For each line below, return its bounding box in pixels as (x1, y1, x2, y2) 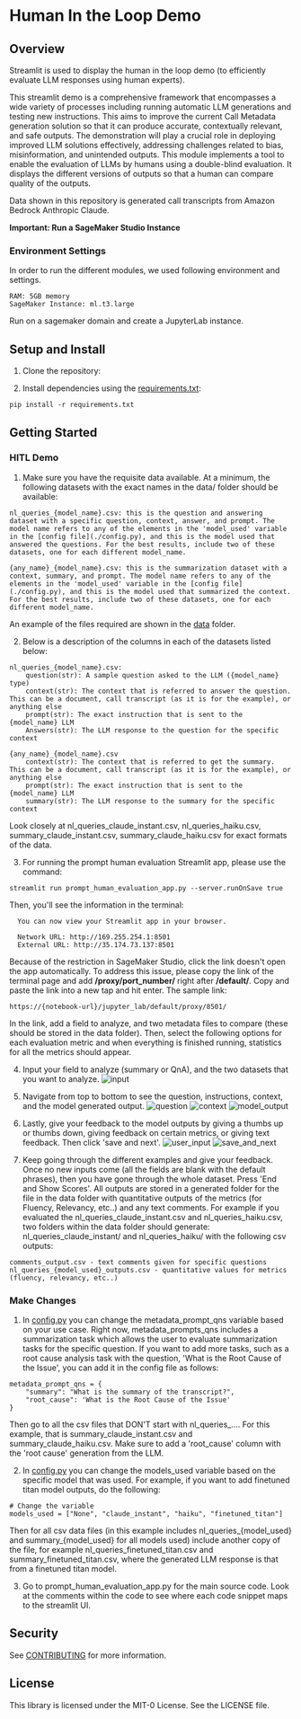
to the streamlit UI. (22, 1600, 92, 1611)
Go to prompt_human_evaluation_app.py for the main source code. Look (22, 1581, 289, 1591)
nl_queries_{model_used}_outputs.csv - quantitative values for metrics (9, 1265, 288, 1274)
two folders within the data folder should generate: (22, 1221, 210, 1232)
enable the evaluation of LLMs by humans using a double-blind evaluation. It (9, 159, 292, 169)
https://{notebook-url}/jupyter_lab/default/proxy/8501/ (9, 1002, 227, 1011)
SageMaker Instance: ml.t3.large (9, 300, 135, 309)
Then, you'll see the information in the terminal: (9, 899, 184, 910)
